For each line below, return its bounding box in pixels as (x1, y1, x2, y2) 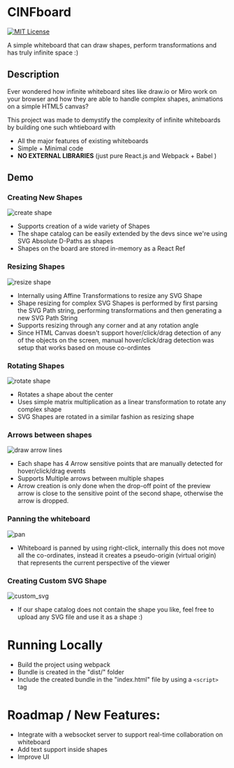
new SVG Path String (17, 313, 78, 322)
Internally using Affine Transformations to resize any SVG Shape (17, 291, 203, 299)
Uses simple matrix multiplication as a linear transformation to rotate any (17, 398, 226, 406)
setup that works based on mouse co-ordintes (17, 343, 152, 352)
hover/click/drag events (17, 467, 86, 476)
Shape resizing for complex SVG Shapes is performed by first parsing (17, 299, 218, 307)
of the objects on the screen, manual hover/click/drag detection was (17, 336, 214, 344)
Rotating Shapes (7, 361, 65, 371)
